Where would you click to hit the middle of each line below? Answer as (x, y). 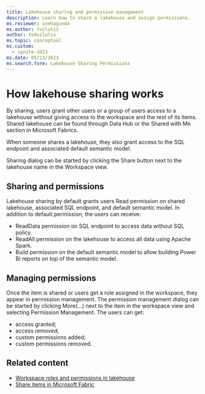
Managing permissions (51, 278)
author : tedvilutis (31, 35)
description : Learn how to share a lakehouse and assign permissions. (99, 18)
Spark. (24, 245)
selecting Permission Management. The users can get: (75, 312)
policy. (24, 233)
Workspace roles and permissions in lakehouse (75, 377)
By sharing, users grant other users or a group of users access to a (91, 110)
